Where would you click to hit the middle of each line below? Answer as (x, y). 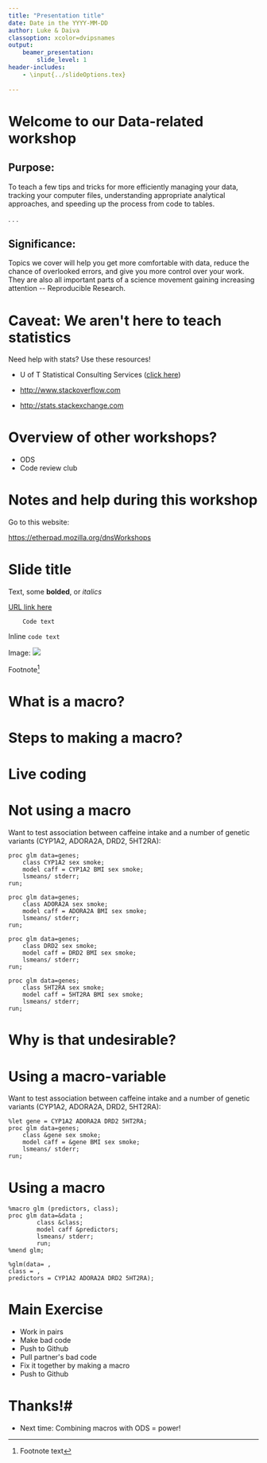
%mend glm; (26, 1251)
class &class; (60, 1223)
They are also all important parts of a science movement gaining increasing (132, 280)
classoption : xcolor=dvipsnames (62, 38)
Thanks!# (41, 1406)
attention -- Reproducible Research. (67, 288)
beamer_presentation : (58, 52)
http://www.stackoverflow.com (70, 390)
